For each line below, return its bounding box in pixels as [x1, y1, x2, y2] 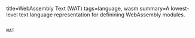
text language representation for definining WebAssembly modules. [19, 11, 185, 18]
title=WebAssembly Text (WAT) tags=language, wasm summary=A [6, 5, 170, 12]
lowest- [170, 5, 190, 12]
